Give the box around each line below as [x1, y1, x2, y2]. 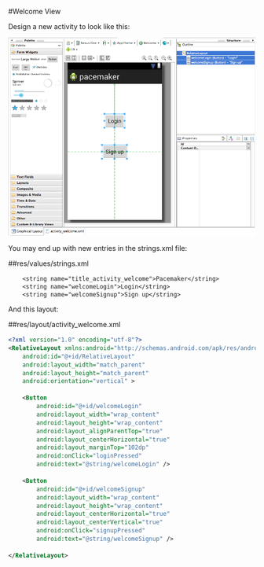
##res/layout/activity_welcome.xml [8, 320, 121, 330]
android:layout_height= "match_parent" [22, 369, 149, 377]
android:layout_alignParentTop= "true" [36, 427, 163, 435]
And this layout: [8, 304, 59, 314]
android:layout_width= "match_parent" [22, 361, 146, 369]
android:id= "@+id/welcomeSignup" [36, 485, 146, 493]
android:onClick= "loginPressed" [36, 452, 143, 460]
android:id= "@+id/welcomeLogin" [36, 403, 143, 411]
